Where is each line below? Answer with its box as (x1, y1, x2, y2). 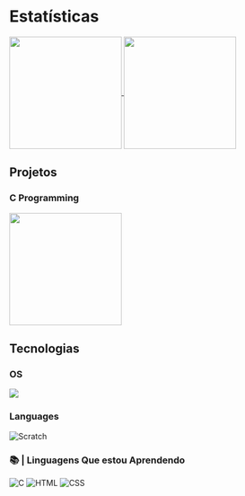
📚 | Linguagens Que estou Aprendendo (9, 454, 186, 466)
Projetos (9, 164, 57, 181)
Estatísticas (9, 6, 100, 27)
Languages (9, 411, 60, 423)
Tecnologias (9, 341, 80, 357)
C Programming (9, 191, 79, 204)
